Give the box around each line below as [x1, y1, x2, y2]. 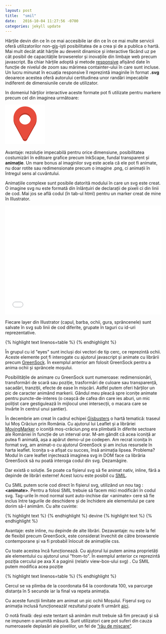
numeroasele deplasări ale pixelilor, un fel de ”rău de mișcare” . [5, 623, 132, 629]
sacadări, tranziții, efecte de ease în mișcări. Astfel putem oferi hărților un [5, 385, 155, 391]
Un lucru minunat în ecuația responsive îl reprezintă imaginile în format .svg [5, 69, 160, 75]
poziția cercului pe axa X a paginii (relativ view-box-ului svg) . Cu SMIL [5, 558, 150, 565]
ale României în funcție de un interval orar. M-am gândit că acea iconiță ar [5, 431, 156, 437]
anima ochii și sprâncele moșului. [5, 365, 73, 371]
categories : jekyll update [5, 24, 61, 29]
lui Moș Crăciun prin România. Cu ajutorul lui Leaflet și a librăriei [5, 421, 136, 427]
